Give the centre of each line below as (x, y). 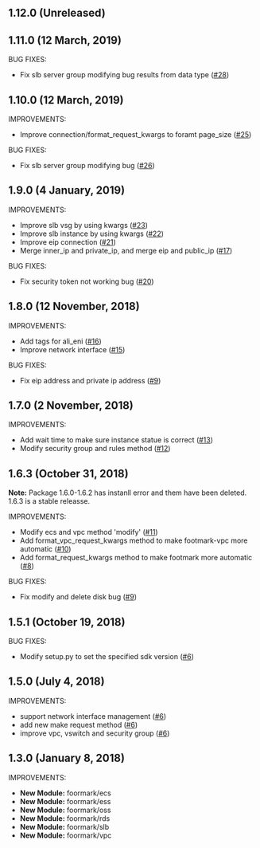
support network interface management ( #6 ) (93, 716)
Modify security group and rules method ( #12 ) (95, 449)
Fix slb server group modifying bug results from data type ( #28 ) (124, 75)
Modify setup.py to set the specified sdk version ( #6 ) (107, 657)
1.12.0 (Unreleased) (57, 13)
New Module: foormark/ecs (65, 793)
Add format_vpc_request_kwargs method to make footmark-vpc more (134, 540)
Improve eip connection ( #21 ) (68, 241)
